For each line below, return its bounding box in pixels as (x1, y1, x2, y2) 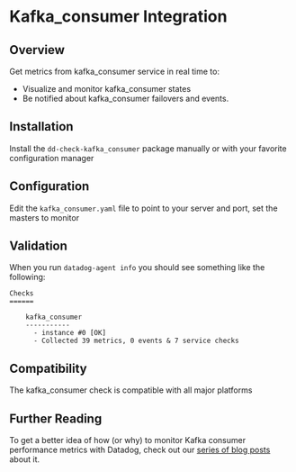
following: (9, 272, 46, 283)
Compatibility (9, 360, 87, 376)
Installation (9, 119, 74, 134)
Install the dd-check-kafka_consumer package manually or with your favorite (9, 142, 287, 154)
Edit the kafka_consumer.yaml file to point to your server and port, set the (9, 203, 278, 213)
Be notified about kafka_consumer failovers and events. (22, 93, 229, 104)
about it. (9, 454, 40, 465)
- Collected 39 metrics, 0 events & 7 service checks (32, 336, 240, 346)
